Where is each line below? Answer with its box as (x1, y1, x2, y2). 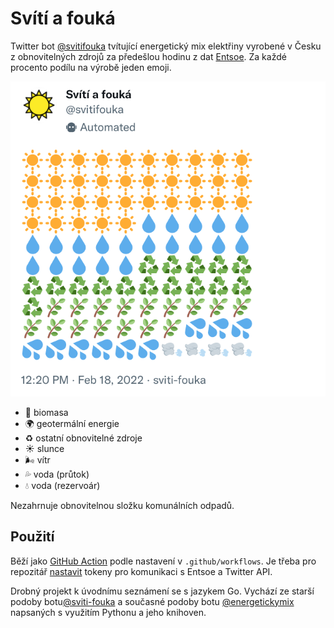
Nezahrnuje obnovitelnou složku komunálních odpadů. (10, 499, 235, 511)
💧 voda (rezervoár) (24, 479, 101, 491)
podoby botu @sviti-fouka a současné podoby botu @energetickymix (10, 595, 295, 607)
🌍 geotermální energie (24, 417, 120, 429)
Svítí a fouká (10, 7, 116, 30)
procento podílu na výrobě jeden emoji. (10, 61, 172, 73)
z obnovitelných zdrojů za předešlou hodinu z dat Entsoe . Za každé (10, 50, 287, 62)
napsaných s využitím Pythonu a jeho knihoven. (10, 606, 207, 618)
